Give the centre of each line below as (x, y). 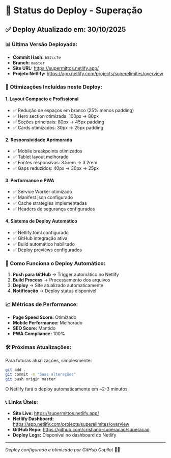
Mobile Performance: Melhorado (48, 323)
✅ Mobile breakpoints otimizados (47, 151)
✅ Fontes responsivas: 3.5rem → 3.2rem (55, 163)
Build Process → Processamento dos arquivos (61, 280)
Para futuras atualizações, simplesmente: (49, 360)
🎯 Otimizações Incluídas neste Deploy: (54, 86)
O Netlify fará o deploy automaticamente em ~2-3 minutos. (67, 389)
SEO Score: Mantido (34, 328)
